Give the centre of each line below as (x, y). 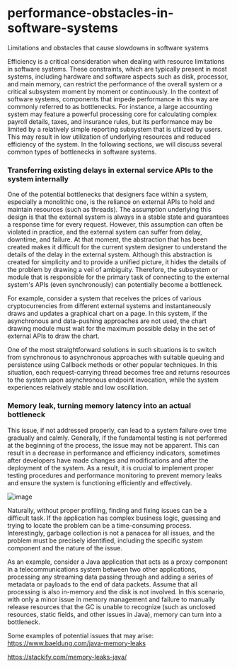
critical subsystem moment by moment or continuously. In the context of (113, 91)
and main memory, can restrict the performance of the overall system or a (115, 84)
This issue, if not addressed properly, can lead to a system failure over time (117, 430)
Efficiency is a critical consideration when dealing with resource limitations (116, 61)
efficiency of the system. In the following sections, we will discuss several (115, 144)
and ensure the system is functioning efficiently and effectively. (100, 482)
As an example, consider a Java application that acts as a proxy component (117, 562)
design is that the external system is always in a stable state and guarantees (118, 217)
